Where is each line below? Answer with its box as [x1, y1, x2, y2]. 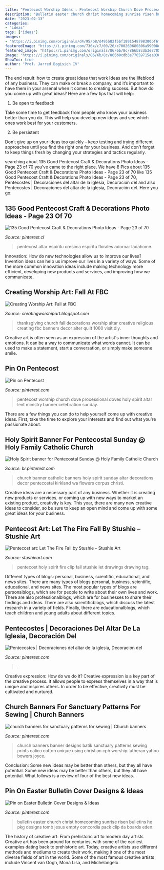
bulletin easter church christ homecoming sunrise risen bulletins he [17, 819, 153, 825]
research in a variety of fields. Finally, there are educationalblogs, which [5, 605, 150, 611]
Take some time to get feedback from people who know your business [5, 109, 147, 115]
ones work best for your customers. [5, 120, 77, 126]
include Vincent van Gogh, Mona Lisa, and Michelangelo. [5, 859, 120, 865]
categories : [5, 21, 29, 26]
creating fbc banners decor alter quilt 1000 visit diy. [17, 325, 121, 331]
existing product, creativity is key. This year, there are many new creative [5, 500, 152, 506]
